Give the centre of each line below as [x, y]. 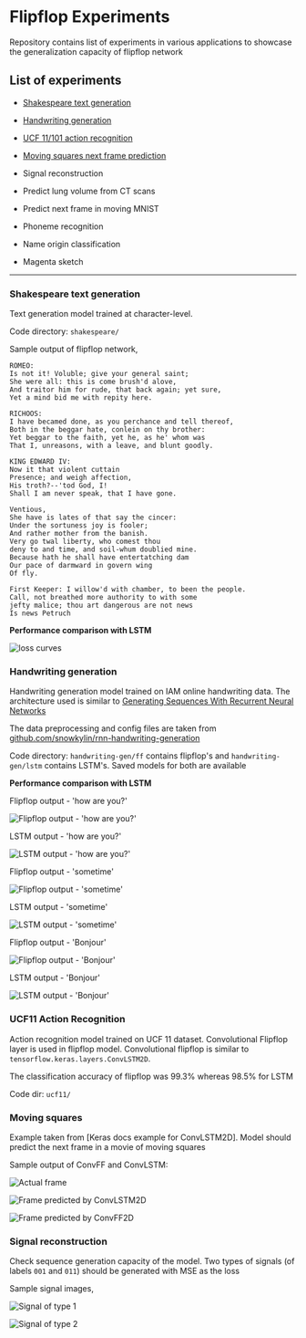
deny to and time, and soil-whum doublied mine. [103, 549]
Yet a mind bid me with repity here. [81, 398]
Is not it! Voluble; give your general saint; [99, 374]
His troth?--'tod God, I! [58, 486]
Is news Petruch [40, 613]
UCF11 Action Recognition [67, 1019]
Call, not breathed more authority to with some [103, 598]
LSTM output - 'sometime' [59, 907]
